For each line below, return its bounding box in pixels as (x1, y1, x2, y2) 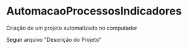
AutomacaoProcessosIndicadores (6, 4, 182, 18)
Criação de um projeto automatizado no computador (6, 24, 138, 31)
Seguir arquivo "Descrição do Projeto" (6, 36, 102, 43)
